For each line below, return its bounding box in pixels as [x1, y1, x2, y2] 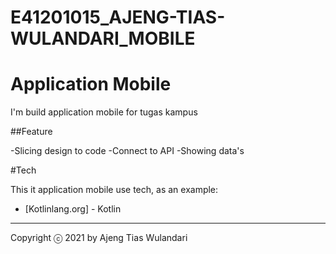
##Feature [10, 126, 53, 138]
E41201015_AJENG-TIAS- [10, 6, 226, 29]
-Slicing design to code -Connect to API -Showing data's [10, 145, 245, 157]
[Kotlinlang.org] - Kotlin [24, 203, 122, 215]
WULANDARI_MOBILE [10, 27, 196, 50]
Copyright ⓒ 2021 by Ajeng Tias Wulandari [10, 232, 188, 244]
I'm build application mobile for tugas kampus [10, 106, 198, 118]
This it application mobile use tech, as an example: [10, 184, 219, 196]
